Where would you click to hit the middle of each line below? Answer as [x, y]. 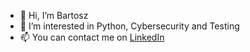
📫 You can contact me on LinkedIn [92, 37]
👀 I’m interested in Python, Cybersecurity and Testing [129, 26]
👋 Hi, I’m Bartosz [54, 15]
